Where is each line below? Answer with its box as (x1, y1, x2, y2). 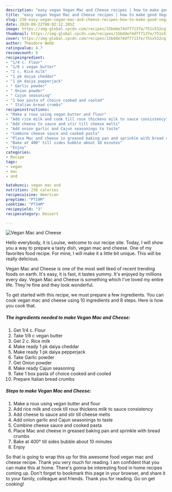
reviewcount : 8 (6, 50, 38, 55)
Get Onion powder (13, 360, 52, 366)
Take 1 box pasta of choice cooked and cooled (13, 371, 111, 377)
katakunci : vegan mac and (6, 183, 61, 188)
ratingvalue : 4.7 (6, 45, 43, 51)
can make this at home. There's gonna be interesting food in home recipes (6, 465, 162, 471)
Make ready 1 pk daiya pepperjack (13, 349, 86, 355)
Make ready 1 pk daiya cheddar (13, 343, 80, 350)
